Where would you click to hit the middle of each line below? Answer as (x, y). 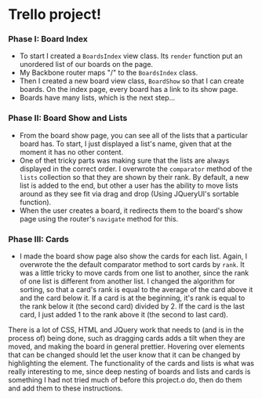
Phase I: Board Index (48, 39)
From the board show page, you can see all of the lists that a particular (134, 135)
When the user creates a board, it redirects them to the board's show (131, 210)
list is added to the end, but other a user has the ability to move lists (129, 185)
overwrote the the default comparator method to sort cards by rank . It (132, 265)
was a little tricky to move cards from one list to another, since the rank (134, 273)
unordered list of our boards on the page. (86, 64)
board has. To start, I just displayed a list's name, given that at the (126, 144)
